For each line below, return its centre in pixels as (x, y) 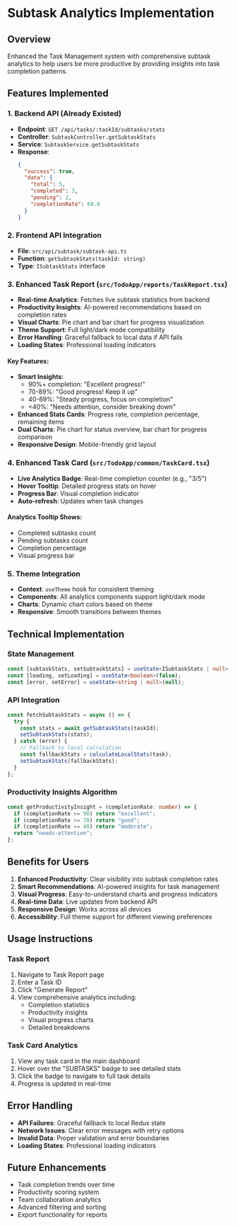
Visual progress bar (46, 555)
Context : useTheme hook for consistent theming (85, 589)
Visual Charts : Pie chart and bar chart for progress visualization (111, 322)
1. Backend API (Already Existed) (65, 113)
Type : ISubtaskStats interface (61, 266)
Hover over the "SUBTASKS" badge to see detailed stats (99, 1068)
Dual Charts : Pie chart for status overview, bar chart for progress (112, 429)
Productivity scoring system (58, 1192)
